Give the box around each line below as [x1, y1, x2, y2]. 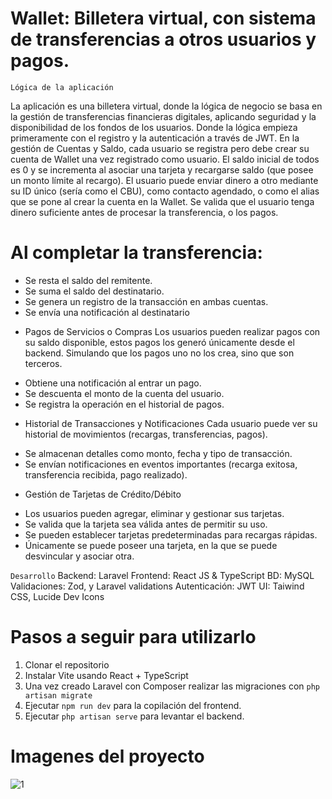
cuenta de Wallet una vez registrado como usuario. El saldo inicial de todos [10, 153, 320, 165]
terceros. [24, 357, 63, 369]
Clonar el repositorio [24, 658, 110, 671]
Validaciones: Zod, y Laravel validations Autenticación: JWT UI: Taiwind [10, 580, 305, 592]
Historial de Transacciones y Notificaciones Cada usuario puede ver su [24, 417, 318, 429]
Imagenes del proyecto [10, 745, 205, 767]
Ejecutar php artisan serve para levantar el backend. [24, 710, 245, 722]
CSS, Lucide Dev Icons [10, 590, 105, 602]
